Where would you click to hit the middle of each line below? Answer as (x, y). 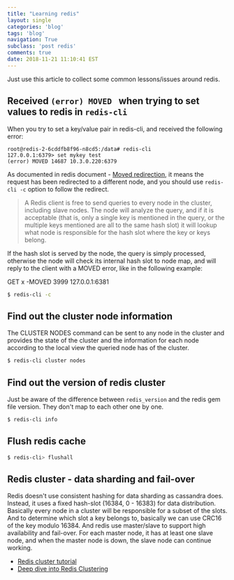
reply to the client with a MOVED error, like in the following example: (105, 268)
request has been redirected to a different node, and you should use (105, 182)
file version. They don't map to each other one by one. (86, 407)
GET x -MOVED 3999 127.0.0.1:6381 (58, 282)
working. (20, 548)
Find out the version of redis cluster (86, 383)
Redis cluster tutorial (47, 561)
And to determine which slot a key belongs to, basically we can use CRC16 (115, 519)
